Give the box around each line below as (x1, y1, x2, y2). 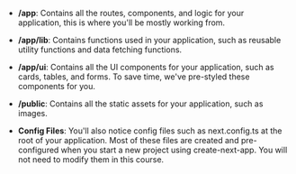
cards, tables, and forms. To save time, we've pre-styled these (17, 71, 250, 82)
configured (17, 144, 59, 155)
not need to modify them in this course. (17, 154, 165, 165)
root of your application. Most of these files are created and (17, 135, 239, 145)
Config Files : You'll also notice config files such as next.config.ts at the (17, 125, 283, 136)
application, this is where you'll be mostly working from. (17, 17, 226, 28)
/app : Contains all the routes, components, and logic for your (17, 8, 245, 18)
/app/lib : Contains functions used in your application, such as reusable (17, 35, 282, 45)
